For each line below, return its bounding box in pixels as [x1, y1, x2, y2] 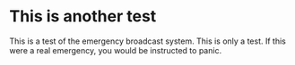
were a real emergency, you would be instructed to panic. [9, 45, 222, 55]
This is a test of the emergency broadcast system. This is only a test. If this [9, 36, 287, 46]
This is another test [9, 6, 157, 27]
